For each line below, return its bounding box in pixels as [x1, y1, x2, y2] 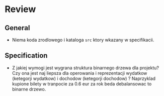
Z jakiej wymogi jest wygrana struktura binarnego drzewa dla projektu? [12, 64, 159, 71]
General [5, 24, 31, 32]
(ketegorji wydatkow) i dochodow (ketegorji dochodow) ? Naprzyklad [12, 75, 156, 81]
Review [5, 4, 36, 15]
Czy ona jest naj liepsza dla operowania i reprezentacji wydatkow [12, 70, 147, 76]
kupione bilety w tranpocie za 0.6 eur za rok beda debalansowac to [12, 80, 152, 86]
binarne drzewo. [12, 86, 46, 92]
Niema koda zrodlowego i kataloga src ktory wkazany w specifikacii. [12, 37, 154, 43]
